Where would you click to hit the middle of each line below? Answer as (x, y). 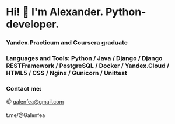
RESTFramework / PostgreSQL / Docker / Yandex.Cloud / (88, 66)
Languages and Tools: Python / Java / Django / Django (84, 58)
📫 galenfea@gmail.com (35, 102)
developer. (33, 24)
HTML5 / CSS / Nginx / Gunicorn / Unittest (66, 73)
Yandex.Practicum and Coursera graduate (67, 43)
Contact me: (24, 88)
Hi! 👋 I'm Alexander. (55, 12)
